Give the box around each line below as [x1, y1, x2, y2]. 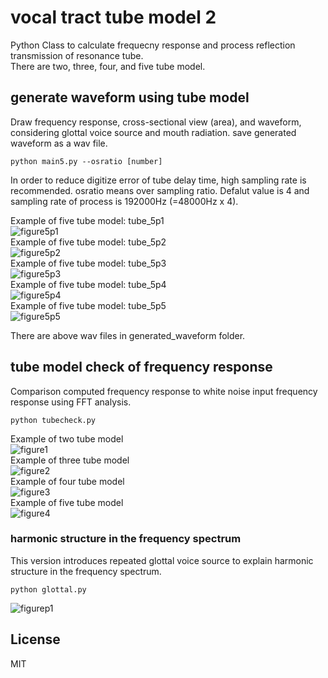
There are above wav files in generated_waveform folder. [10, 329, 246, 341]
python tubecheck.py [10, 415, 97, 425]
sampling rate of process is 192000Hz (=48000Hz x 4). [10, 195, 239, 207]
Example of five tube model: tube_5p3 [10, 257, 167, 269]
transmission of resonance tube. [10, 49, 144, 61]
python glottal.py [10, 584, 87, 595]
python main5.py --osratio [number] [10, 156, 163, 166]
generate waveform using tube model [10, 89, 250, 106]
